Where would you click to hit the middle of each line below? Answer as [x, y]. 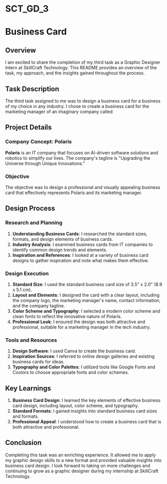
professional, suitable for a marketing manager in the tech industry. [81, 327]
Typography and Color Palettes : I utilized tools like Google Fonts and [84, 367]
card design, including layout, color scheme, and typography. [75, 406]
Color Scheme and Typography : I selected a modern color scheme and [86, 311]
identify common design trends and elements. [60, 250]
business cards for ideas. [38, 362]
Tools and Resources [31, 340]
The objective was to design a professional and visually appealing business [83, 187]
